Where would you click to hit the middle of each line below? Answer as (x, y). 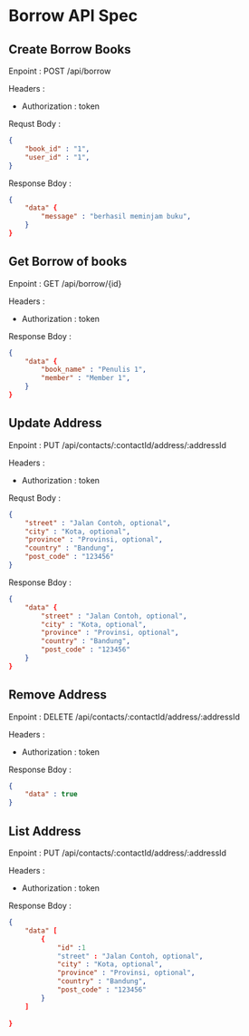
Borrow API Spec (73, 16)
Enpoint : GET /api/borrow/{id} (65, 283)
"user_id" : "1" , (57, 157)
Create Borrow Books (70, 49)
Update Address (55, 423)
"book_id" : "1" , (57, 149)
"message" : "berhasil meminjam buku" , (116, 217)
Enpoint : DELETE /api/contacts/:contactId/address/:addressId (124, 717)
